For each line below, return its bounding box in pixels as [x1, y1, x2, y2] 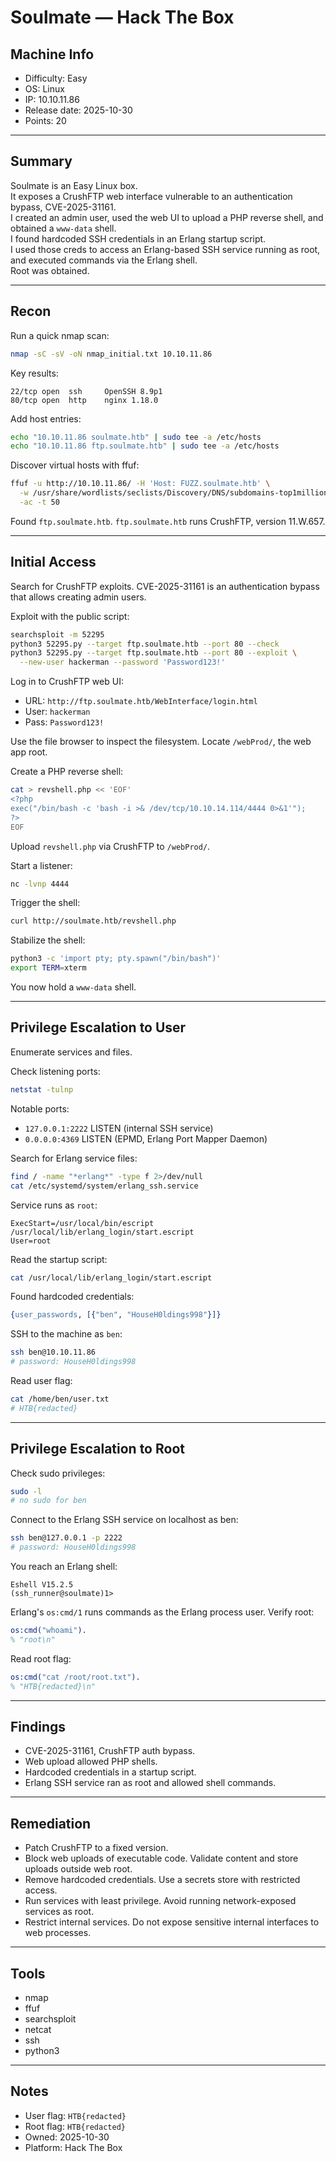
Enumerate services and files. [10, 1046, 133, 1058]
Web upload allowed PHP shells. [24, 1756, 158, 1768]
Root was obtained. [10, 264, 90, 276]
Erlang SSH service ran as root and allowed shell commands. [24, 1777, 277, 1789]
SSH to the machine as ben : [10, 1328, 123, 1340]
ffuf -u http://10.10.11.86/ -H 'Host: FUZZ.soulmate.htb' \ [10, 479, 271, 489]
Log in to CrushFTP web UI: [10, 676, 124, 688]
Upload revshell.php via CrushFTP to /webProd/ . [10, 840, 211, 852]
